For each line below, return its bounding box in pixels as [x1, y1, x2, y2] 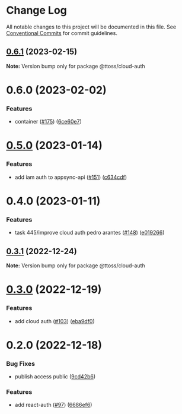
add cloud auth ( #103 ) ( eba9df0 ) [14, 317, 95, 324]
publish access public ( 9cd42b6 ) [14, 372, 96, 380]
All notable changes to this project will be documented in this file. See [6, 23, 177, 30]
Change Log [6, 4, 67, 17]
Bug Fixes [6, 359, 36, 368]
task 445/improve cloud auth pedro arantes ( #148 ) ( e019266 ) [14, 229, 165, 236]
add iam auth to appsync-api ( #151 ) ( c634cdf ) [14, 173, 127, 181]
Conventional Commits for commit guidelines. [6, 29, 117, 36]
